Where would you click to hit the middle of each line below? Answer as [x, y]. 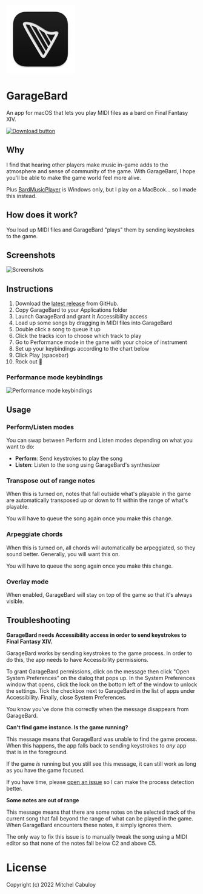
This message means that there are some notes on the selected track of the [101, 812]
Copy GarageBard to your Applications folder [71, 310]
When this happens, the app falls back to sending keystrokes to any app [96, 745]
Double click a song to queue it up [58, 329]
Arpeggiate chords [35, 534]
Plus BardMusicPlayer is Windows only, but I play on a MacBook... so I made [101, 189]
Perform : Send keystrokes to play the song [69, 459]
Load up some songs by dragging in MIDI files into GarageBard [94, 323]
